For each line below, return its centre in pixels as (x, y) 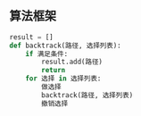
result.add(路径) (72, 62)
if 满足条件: (47, 54)
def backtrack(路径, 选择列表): (66, 46)
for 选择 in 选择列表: (63, 79)
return (54, 70)
